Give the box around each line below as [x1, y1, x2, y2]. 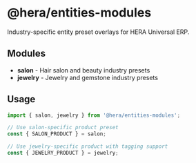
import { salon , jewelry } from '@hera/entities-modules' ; [7, 112, 181, 119]
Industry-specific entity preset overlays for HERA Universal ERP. [7, 28, 190, 36]
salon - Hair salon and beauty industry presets [17, 66, 150, 74]
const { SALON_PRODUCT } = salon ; [7, 131, 107, 137]
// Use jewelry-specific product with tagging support [7, 143, 168, 150]
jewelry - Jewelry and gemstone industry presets [17, 73, 159, 81]
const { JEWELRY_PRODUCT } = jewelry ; [7, 150, 119, 157]
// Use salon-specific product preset [7, 124, 119, 131]
